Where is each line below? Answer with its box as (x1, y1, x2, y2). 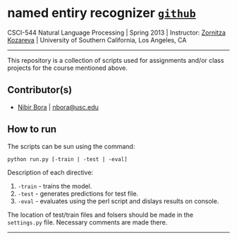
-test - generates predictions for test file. (17, 189, 139, 198)
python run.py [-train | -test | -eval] (7, 155, 128, 163)
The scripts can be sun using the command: (7, 142, 135, 150)
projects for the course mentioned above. (7, 64, 128, 72)
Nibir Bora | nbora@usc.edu (17, 102, 99, 111)
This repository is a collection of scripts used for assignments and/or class (7, 56, 224, 64)
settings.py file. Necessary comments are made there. (7, 217, 168, 227)
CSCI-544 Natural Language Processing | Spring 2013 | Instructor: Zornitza (7, 28, 226, 37)
